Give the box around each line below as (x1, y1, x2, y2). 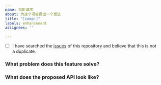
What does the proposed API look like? (5, 74, 99, 81)
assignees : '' (5, 25, 34, 30)
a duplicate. (12, 48, 36, 54)
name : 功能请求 (5, 7, 33, 12)
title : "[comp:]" (5, 16, 41, 21)
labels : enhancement (5, 21, 48, 26)
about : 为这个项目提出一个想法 (5, 12, 61, 17)
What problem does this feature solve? (5, 61, 100, 67)
